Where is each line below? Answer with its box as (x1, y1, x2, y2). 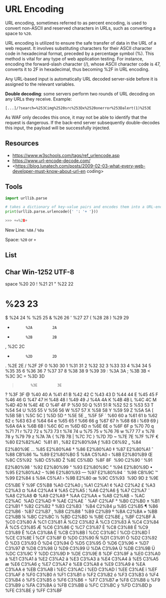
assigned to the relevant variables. (5, 81, 76, 87)
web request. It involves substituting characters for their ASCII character (5, 45, 152, 51)
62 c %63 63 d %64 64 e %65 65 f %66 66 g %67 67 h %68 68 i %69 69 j (5, 418, 159, 424)
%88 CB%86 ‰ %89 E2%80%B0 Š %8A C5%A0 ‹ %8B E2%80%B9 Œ (5, 452, 153, 458)
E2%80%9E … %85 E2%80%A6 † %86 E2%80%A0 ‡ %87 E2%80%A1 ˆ (5, 446, 154, 452)
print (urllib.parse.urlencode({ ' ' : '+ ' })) (5, 209, 98, 214)
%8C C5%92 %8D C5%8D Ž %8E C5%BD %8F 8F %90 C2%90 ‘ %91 (5, 457, 153, 463)
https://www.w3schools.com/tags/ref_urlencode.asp (12, 152, 120, 158)
